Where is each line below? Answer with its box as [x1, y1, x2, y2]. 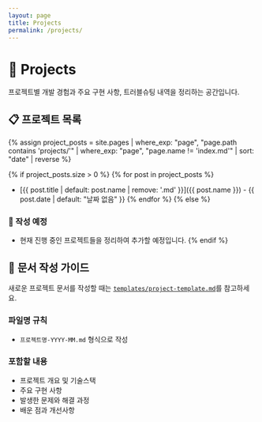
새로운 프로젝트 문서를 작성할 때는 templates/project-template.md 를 [8, 284, 223, 293]
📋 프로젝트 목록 [8, 112, 81, 126]
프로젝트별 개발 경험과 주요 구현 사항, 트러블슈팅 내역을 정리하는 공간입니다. [8, 88, 240, 97]
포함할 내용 [8, 356, 48, 367]
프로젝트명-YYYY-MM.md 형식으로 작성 [19, 334, 129, 344]
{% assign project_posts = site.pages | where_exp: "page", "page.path [8, 138, 238, 147]
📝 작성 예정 [8, 217, 47, 228]
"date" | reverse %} [8, 155, 72, 164]
